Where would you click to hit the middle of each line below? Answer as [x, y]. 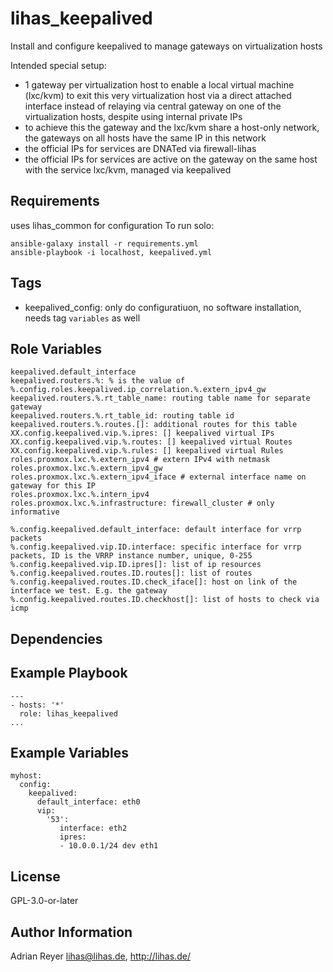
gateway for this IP [53, 486]
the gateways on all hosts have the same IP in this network [145, 138]
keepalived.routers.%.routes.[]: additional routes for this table [154, 425]
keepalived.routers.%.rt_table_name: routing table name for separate [160, 398]
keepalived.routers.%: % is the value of [98, 381]
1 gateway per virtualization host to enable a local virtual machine [159, 84]
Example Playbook [69, 673]
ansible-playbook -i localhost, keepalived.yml [111, 252]
